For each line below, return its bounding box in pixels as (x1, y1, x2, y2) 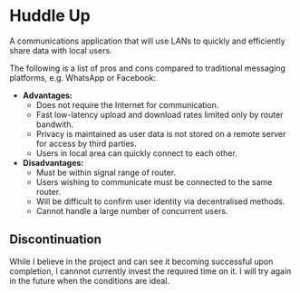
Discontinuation (9, 232, 102, 248)
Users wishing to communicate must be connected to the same (35, 176, 273, 187)
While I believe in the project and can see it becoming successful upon (9, 256, 274, 267)
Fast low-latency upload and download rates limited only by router (35, 109, 284, 120)
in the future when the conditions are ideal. (9, 275, 170, 286)
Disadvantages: (22, 157, 84, 168)
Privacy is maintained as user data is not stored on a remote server (35, 128, 286, 139)
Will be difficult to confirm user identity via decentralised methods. (35, 196, 285, 207)
